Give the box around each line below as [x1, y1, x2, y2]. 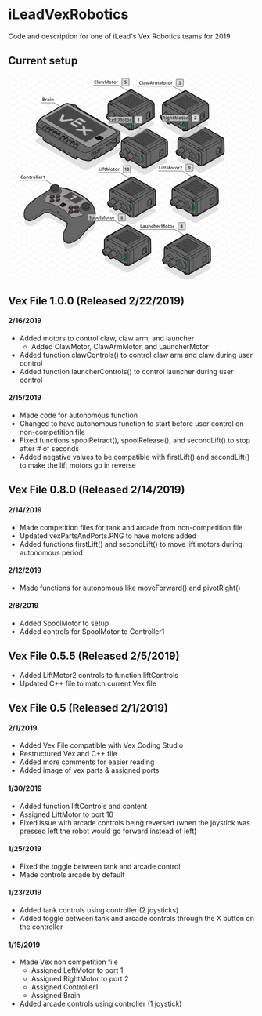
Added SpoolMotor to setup [19, 618, 109, 628]
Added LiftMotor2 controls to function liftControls [19, 670, 178, 679]
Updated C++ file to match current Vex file [19, 679, 156, 688]
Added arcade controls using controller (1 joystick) [19, 999, 182, 1009]
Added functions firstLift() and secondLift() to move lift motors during [19, 539, 243, 548]
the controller [19, 922, 63, 931]
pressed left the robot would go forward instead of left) [19, 826, 197, 836]
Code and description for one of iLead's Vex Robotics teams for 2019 [8, 31, 231, 41]
